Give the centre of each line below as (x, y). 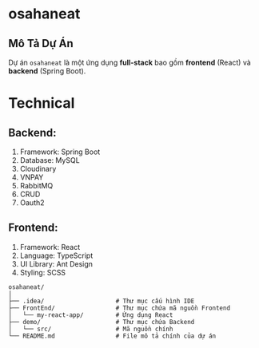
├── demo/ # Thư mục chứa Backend (102, 322)
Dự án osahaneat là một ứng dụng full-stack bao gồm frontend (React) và (130, 62)
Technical (42, 103)
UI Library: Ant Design (56, 263)
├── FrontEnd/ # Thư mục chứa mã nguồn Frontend (119, 308)
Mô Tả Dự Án (41, 43)
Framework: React (50, 247)
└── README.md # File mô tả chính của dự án (112, 336)
